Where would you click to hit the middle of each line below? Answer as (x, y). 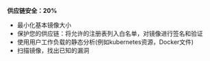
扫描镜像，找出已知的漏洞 (53, 50)
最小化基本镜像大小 (44, 25)
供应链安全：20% (32, 11)
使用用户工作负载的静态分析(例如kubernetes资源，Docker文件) (105, 42)
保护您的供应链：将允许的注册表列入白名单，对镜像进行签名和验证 (110, 34)
